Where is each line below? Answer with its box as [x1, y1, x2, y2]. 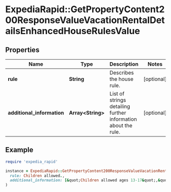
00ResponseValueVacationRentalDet [5, 14, 165, 26]
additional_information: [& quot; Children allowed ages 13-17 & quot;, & [10, 178, 160, 183]
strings [109, 97, 126, 103]
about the [109, 122, 133, 129]
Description [109, 61, 139, 67]
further [109, 109, 126, 116]
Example [5, 146, 34, 154]
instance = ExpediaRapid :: [5, 168, 63, 174]
